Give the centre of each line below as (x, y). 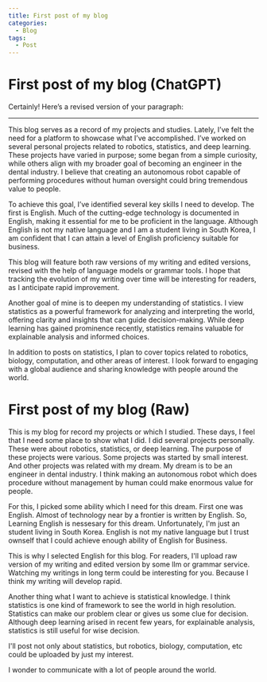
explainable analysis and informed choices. (79, 337)
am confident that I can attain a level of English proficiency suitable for (124, 238)
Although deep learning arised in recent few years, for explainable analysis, (132, 622)
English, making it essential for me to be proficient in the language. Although (133, 221)
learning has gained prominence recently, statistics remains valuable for (126, 328)
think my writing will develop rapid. (65, 581)
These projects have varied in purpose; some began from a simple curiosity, (133, 155)
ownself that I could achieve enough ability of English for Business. (118, 540)
